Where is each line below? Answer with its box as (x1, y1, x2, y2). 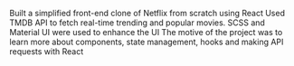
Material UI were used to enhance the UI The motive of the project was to (9, 27, 283, 37)
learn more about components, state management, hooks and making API (9, 36, 284, 47)
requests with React (9, 46, 84, 57)
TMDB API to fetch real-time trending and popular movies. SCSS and (9, 17, 265, 28)
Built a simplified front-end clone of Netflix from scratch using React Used (9, 8, 285, 18)
